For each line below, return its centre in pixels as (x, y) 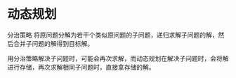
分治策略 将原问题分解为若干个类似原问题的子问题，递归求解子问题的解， (113, 35)
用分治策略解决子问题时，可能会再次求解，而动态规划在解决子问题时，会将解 (118, 58)
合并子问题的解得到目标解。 (53, 43)
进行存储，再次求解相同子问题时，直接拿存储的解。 (81, 67)
